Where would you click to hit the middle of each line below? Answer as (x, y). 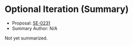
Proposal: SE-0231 (31, 23)
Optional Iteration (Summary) (67, 9)
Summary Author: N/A (35, 28)
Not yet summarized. (26, 38)
